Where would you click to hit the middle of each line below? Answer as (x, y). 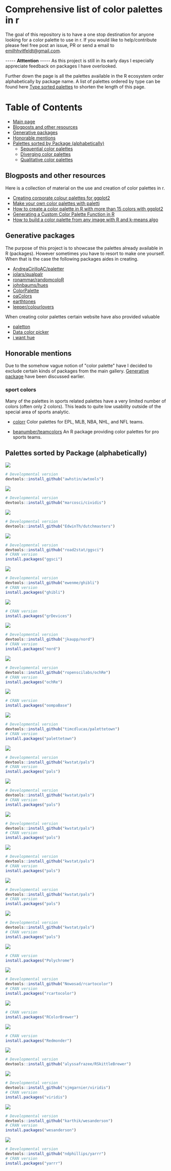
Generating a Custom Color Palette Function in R (64, 214)
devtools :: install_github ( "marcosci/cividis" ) (56, 503)
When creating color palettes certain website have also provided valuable (82, 317)
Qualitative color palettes (46, 159)
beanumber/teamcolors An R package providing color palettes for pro (86, 431)
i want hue (23, 337)
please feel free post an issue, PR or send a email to (60, 45)
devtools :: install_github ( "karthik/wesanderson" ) (59, 1121)
